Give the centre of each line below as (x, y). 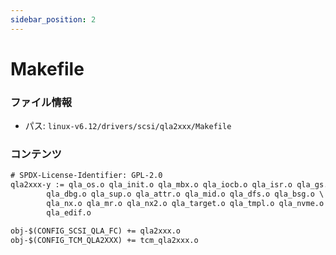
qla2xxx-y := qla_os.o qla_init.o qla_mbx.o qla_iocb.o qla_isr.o (151, 185)
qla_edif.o (69, 212)
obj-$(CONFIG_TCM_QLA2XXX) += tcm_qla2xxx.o (104, 240)
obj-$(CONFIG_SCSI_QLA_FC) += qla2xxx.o (96, 231)
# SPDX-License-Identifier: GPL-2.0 (86, 176)
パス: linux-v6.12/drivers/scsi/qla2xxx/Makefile (128, 126)
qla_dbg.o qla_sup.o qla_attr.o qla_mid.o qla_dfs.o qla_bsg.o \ (185, 194)
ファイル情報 (41, 102)
